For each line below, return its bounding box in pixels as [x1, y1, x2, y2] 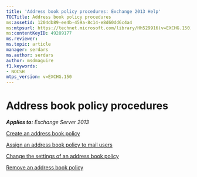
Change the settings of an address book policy [6, 153, 119, 160]
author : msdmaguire [6, 57, 54, 63]
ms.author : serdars [6, 52, 54, 58]
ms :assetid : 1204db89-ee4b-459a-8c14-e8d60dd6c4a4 [6, 19, 133, 25]
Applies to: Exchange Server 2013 [6, 118, 89, 126]
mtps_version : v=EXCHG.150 [6, 74, 72, 80]
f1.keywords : [6, 63, 38, 69]
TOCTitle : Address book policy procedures [6, 14, 111, 20]
